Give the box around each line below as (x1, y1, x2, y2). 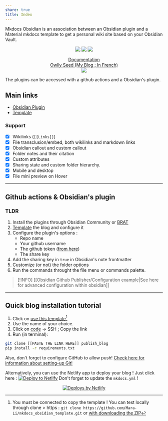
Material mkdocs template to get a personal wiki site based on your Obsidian (5, 31, 163, 37)
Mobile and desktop (12, 167, 54, 173)
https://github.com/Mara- (83, 405, 137, 411)
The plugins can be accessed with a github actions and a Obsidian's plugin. (5, 76, 161, 83)
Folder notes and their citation (12, 150, 74, 156)
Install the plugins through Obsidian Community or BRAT (12, 219, 128, 225)
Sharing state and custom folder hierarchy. (12, 161, 101, 168)
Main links (5, 91, 38, 99)
